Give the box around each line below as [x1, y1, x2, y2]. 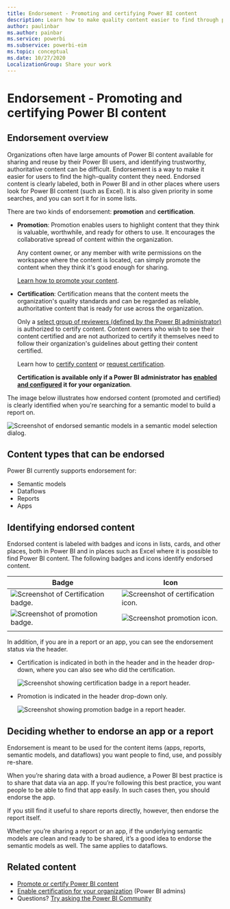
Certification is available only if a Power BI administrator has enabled [16, 373, 218, 381]
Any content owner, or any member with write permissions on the [16, 248, 202, 257]
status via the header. [7, 645, 68, 653]
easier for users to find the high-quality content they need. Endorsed [7, 172, 201, 180]
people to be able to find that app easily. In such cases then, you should [7, 786, 210, 795]
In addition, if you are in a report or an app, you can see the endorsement [7, 638, 214, 646]
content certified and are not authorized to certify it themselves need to [16, 332, 219, 340]
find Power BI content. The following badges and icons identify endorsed [7, 554, 214, 562]
